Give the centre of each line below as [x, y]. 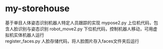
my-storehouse [38, 9]
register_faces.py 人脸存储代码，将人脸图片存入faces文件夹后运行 [72, 41]
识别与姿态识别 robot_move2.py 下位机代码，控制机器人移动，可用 [85, 29]
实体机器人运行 [29, 35]
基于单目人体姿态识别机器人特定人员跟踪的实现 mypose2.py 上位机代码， [80, 23]
